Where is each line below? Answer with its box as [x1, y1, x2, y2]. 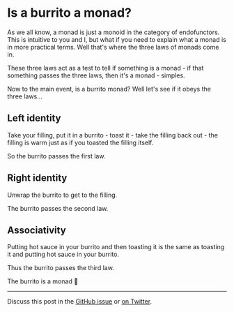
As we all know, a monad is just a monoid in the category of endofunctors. [7, 28, 220, 36]
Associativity [7, 224, 66, 236]
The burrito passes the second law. [7, 204, 109, 212]
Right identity [7, 172, 68, 184]
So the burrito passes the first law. [7, 151, 106, 160]
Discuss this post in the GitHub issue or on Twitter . [7, 297, 152, 306]
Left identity [7, 112, 61, 124]
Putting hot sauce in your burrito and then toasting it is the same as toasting [7, 243, 225, 251]
